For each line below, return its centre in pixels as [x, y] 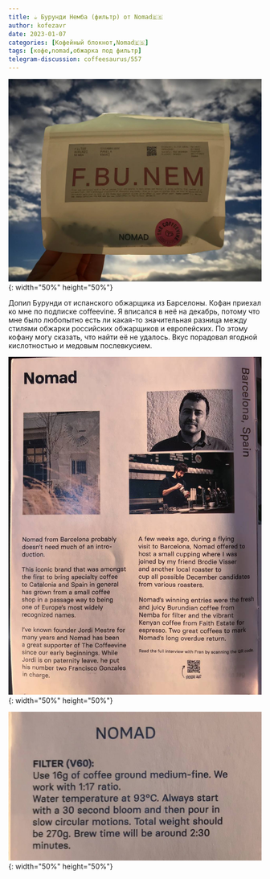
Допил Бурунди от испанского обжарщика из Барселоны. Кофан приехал [135, 303]
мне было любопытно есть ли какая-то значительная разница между [128, 320]
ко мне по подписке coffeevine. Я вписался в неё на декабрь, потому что [134, 312]
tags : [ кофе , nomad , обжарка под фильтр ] [75, 51]
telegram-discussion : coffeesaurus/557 [75, 60]
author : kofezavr [37, 25]
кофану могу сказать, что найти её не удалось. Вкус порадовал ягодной [133, 337]
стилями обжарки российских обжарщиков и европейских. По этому [128, 329]
